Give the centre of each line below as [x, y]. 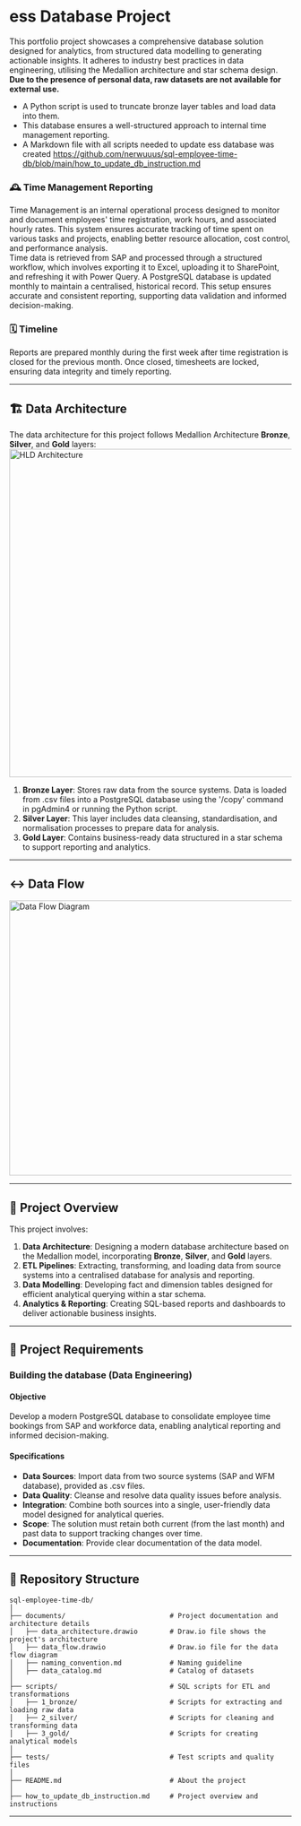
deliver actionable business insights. [89, 1313]
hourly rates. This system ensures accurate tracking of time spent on [137, 229]
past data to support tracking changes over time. [112, 1533]
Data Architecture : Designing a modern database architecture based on [155, 1246]
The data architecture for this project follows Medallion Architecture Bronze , [150, 435]
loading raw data [42, 1709]
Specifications [37, 1456]
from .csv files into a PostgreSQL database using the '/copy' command [153, 800]
